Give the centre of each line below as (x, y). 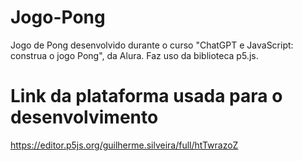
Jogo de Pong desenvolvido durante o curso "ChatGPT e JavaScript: (152, 45)
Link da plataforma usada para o (146, 96)
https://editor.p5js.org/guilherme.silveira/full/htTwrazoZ (124, 145)
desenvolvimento (84, 117)
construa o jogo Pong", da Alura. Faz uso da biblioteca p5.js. (134, 55)
